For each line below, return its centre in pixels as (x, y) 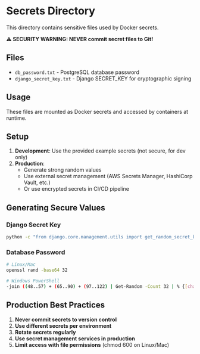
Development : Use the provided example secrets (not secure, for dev (100, 151)
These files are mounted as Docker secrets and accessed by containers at (97, 111)
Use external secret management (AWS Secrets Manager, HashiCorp (108, 176)
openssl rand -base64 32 (37, 270)
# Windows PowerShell (33, 281)
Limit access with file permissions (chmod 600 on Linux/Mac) (92, 344)
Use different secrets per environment (63, 325)
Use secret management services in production (75, 339)
